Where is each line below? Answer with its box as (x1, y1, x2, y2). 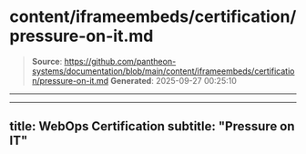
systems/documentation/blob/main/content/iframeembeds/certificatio (31, 66, 295, 77)
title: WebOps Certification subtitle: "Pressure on (9, 118, 295, 134)
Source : (31, 56, 63, 67)
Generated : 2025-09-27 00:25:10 (110, 75, 237, 86)
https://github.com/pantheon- (64, 56, 177, 67)
